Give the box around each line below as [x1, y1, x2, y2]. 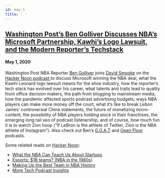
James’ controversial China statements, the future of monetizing [5, 107, 135, 113]
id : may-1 [5, 7, 26, 12]
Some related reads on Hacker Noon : [5, 142, 80, 148]
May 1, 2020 [5, 59, 31, 65]
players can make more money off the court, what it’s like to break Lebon [5, 101, 153, 107]
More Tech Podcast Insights [12, 168, 69, 174]
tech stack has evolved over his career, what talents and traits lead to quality [5, 86, 160, 91]
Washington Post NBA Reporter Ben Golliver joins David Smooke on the [5, 70, 149, 76]
